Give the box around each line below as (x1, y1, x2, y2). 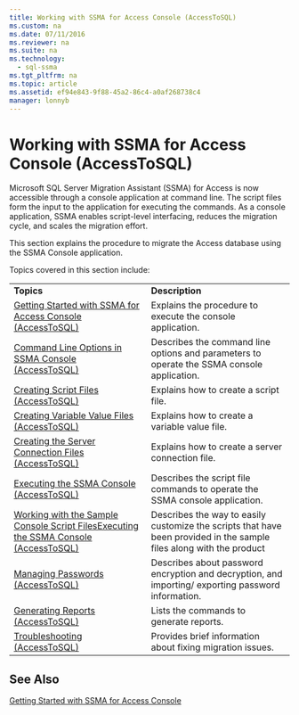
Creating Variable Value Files (13, 409, 134, 422)
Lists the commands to (150, 604, 246, 617)
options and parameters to (150, 347, 262, 359)
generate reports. (150, 616, 224, 629)
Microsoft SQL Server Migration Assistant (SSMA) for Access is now (9, 183, 260, 193)
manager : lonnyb (9, 95, 69, 105)
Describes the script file (150, 472, 251, 484)
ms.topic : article (9, 79, 77, 88)
